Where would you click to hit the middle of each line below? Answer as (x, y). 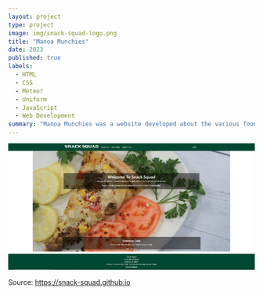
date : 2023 (26, 50)
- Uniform (31, 99)
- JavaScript (36, 107)
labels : (21, 67)
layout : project (34, 16)
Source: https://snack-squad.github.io (69, 282)
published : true (34, 58)
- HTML (26, 75)
